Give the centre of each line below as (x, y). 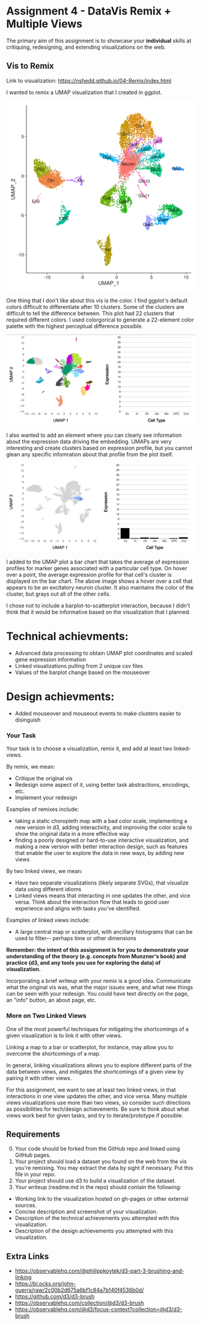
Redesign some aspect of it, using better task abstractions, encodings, (103, 785)
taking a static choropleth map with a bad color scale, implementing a (101, 821)
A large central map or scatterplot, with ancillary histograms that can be (104, 932)
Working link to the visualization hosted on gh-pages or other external (102, 1199)
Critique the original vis (44, 778)
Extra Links (28, 1256)
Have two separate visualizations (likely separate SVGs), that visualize (102, 883)
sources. (26, 1206)
